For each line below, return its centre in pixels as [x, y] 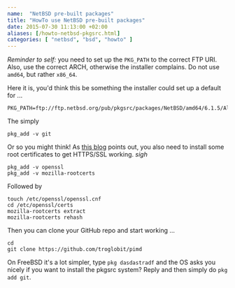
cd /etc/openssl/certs [40, 206]
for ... [15, 96]
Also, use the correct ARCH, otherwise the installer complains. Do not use [114, 67]
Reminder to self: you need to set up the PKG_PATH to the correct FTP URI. [112, 59]
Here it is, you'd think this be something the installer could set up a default [114, 88]
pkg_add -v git [29, 134]
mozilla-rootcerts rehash [45, 217]
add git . [19, 278]
